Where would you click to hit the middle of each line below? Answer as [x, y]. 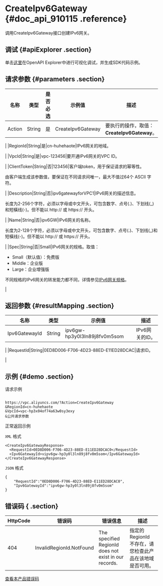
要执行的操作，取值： [130, 126]
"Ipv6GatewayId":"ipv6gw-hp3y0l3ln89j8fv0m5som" [64, 486]
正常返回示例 [18, 426]
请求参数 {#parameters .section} [55, 79]
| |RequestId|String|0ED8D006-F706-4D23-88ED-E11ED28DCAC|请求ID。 [79, 350]
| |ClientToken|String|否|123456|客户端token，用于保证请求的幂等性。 [75, 166]
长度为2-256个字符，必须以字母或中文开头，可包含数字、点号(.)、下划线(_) [80, 203]
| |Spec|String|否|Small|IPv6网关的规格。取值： [52, 247]
